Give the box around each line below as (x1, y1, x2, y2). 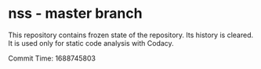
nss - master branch (8, 5, 143, 22)
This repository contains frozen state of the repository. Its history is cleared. (8, 30, 253, 40)
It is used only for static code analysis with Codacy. (8, 38, 174, 47)
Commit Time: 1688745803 (8, 53, 96, 63)
